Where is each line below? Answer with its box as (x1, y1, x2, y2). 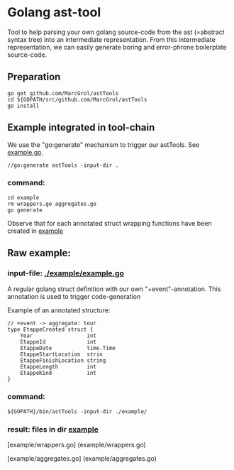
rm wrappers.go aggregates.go (7, 200, 97, 207)
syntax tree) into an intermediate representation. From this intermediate (7, 35, 216, 43)
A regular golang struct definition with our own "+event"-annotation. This (7, 285, 221, 293)
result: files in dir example (7, 424, 99, 434)
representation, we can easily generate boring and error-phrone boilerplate (7, 43, 227, 51)
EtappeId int (20, 338, 97, 345)
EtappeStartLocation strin (20, 351, 103, 358)
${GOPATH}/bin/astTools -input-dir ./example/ (7, 408, 147, 415)
